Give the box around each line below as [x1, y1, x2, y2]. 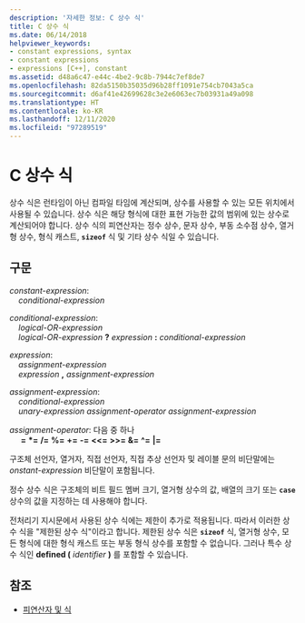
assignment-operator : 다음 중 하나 [9, 424, 135, 435]
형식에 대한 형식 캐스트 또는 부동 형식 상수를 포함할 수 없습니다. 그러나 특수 [18, 538, 283, 548]
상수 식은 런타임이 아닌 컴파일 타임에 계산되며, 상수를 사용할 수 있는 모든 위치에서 [9, 196, 295, 207]
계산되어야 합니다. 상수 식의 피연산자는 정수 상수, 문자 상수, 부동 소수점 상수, [9, 219, 278, 230]
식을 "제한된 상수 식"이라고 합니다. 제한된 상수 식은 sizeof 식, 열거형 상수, [18, 526, 280, 537]
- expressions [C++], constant [9, 65, 128, 74]
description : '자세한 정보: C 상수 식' [9, 13, 145, 23]
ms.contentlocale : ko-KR [9, 106, 103, 116]
